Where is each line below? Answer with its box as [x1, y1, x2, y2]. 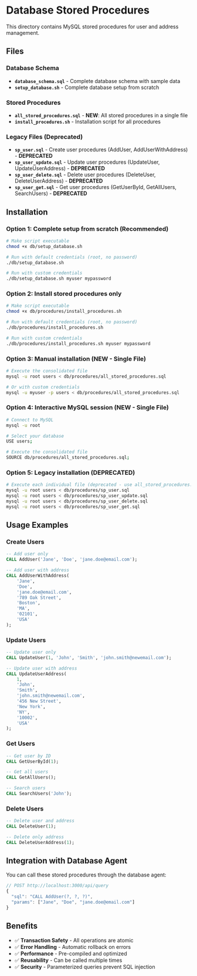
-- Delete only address [6, 834, 64, 840]
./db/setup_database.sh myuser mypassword [6, 276, 111, 282]
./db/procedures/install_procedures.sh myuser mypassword [6, 340, 151, 346]
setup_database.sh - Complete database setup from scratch [14, 84, 159, 91]
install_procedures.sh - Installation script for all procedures [14, 118, 161, 125]
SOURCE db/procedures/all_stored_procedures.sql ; [6, 455, 130, 461]
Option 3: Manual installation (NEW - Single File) [6, 355, 147, 363]
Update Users [6, 636, 46, 644]
